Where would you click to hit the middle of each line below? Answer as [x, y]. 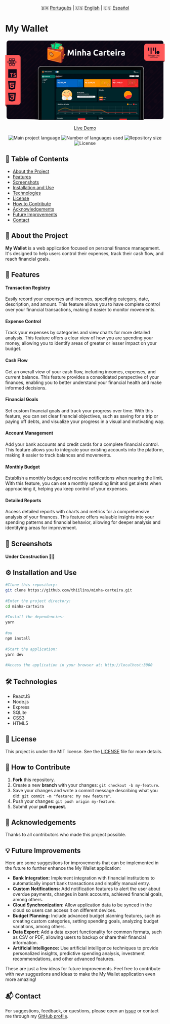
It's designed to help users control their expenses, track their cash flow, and [84, 253]
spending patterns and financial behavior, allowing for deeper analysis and [83, 522]
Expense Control [23, 321]
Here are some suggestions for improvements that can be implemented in [82, 863]
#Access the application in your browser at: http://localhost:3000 [79, 665]
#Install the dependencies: [35, 617]
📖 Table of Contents [37, 159]
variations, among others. [39, 927]
